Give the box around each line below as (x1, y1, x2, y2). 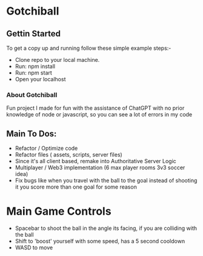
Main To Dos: (6, 129, 57, 139)
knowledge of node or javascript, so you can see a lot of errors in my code (6, 111, 193, 118)
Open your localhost (15, 76, 66, 83)
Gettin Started (6, 29, 61, 39)
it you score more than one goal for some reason (15, 183, 138, 190)
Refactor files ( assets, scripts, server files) (15, 151, 122, 158)
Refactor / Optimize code (15, 144, 78, 152)
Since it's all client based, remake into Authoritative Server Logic (15, 158, 177, 165)
